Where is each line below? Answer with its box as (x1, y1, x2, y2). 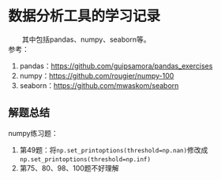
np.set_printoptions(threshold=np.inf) (19, 155, 152, 163)
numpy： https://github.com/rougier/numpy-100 (19, 71, 174, 80)
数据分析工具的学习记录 (8, 7, 161, 25)
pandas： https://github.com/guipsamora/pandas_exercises (19, 61, 213, 71)
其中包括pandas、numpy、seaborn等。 (22, 35, 151, 44)
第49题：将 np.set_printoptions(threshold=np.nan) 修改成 (19, 145, 208, 154)
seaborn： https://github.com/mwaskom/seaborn (19, 80, 179, 90)
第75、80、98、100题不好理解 (19, 163, 120, 173)
